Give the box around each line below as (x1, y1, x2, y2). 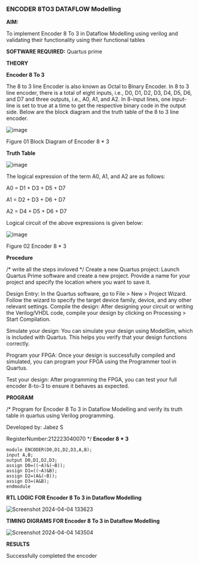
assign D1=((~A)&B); (6, 468, 58, 474)
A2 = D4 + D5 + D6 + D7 (6, 208, 67, 215)
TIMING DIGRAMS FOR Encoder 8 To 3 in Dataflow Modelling (6, 518, 160, 525)
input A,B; (6, 452, 34, 458)
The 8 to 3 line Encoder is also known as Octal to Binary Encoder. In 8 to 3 (6, 83, 189, 90)
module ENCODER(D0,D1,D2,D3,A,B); (6, 447, 93, 453)
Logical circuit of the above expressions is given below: (6, 220, 143, 227)
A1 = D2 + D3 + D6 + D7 (6, 196, 66, 203)
